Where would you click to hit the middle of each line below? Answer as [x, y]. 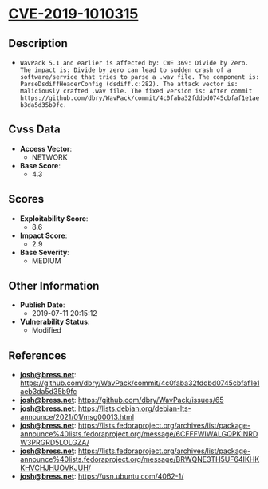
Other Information [54, 286]
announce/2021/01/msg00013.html [77, 417]
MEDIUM [46, 261]
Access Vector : [46, 148]
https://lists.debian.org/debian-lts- [135, 408]
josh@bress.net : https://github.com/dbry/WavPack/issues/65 [122, 400]
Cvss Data [35, 130]
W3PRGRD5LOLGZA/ [55, 443]
